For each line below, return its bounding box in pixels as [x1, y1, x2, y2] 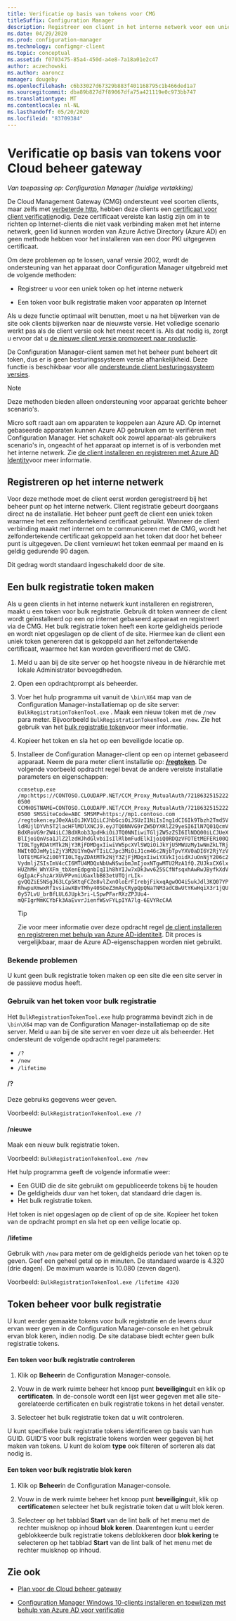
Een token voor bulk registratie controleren [7, 1355, 136, 1363]
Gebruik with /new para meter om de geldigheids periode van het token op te [7, 1250, 229, 1258]
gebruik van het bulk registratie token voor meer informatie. [17, 723, 188, 732]
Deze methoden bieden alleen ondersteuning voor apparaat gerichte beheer [7, 397, 228, 405]
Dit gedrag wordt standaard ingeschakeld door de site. [7, 561, 165, 569]
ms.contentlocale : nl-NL [7, 102, 80, 109]
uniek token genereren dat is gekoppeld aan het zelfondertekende [7, 637, 199, 646]
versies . [7, 370, 30, 379]
